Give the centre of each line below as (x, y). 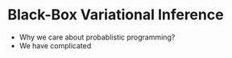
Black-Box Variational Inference (116, 15)
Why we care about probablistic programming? (97, 37)
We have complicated (55, 45)
